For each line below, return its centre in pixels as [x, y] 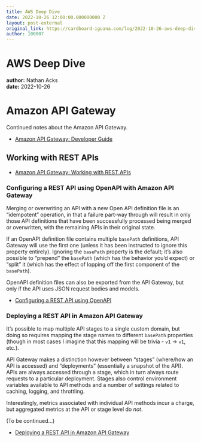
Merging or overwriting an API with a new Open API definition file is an [93, 208]
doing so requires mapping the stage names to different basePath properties [100, 335]
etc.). [13, 348]
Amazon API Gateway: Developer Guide [63, 139]
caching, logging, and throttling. [45, 391]
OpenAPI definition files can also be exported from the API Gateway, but [95, 283]
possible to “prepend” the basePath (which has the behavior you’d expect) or [100, 258]
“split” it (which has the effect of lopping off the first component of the [93, 265]
